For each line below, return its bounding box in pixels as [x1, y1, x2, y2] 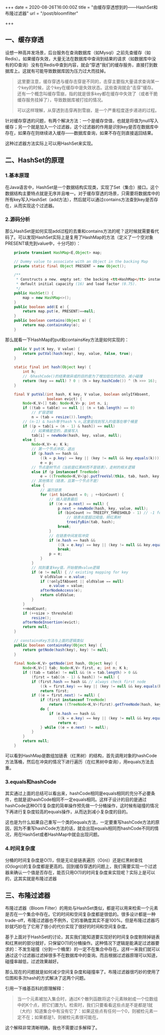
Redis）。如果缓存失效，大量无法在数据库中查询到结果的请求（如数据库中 [5, 55, 152, 61]
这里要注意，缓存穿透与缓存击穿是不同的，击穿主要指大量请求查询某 [17, 78, 155, 84]
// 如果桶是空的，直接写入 [31, 428, 79, 433]
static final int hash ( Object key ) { [14, 365, 91, 370]
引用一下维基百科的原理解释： [5, 985, 65, 991]
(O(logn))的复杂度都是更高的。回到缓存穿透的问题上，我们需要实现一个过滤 [5, 863, 157, 869]
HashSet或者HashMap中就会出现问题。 [22, 831, 102, 838]
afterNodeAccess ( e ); [40, 588, 82, 593]
